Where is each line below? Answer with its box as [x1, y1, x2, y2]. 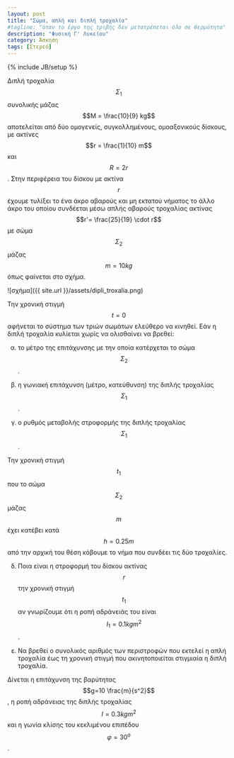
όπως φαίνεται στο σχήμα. [7, 272, 86, 281]
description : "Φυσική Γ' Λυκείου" [7, 30, 110, 38]
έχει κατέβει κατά [7, 525, 60, 534]
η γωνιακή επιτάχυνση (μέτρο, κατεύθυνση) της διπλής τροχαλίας [17, 381, 214, 389]
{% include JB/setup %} [7, 63, 78, 71]
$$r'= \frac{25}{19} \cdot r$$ [76, 215, 162, 223]
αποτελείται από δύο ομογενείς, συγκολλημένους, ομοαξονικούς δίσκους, [7, 122, 228, 131]
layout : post [7, 10, 46, 18]
